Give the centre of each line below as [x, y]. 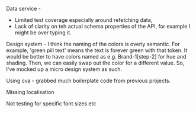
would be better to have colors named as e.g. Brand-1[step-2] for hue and [96, 56]
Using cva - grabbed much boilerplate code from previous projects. [88, 80]
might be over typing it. [43, 33]
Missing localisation [30, 92]
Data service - [24, 9]
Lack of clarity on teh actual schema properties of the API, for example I [102, 26]
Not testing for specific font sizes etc [51, 104]
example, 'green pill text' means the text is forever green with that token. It [97, 50]
